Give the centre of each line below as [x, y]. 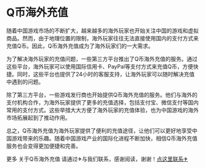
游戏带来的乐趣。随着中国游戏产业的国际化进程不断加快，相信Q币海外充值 [104, 138]
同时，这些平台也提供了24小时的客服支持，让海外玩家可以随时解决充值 [106, 74]
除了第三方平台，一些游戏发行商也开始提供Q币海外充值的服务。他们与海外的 [102, 95]
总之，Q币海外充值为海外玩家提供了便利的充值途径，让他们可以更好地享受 [99, 130]
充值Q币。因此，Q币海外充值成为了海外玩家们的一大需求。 [80, 46]
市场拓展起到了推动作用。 [38, 117]
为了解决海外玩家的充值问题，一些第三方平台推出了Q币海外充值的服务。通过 [102, 59]
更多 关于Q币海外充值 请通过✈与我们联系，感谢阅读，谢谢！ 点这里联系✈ [97, 159]
